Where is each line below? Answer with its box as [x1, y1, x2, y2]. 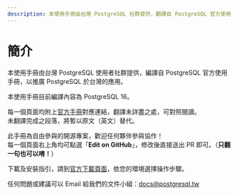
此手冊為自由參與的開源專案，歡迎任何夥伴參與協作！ [7, 131, 164, 139]
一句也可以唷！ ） [7, 149, 58, 157]
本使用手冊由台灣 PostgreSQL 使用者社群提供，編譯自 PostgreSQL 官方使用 [7, 68, 228, 77]
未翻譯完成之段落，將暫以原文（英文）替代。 [7, 116, 139, 125]
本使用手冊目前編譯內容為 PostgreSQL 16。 [7, 92, 134, 100]
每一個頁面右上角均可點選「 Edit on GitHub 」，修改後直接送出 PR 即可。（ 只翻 [7, 140, 231, 149]
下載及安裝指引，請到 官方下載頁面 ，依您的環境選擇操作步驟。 [7, 164, 188, 173]
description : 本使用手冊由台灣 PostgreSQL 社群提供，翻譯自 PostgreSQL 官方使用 [7, 10, 231, 18]
